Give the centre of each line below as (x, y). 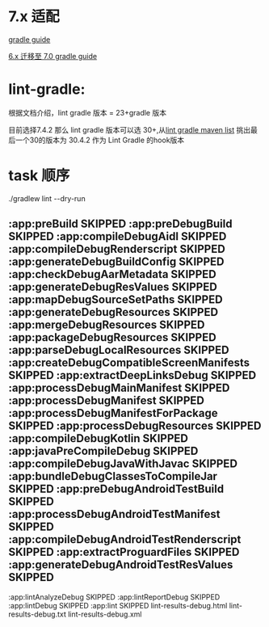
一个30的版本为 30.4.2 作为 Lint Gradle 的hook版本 (100, 140)
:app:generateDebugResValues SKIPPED (113, 287)
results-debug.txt (38, 614)
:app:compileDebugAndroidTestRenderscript (125, 539)
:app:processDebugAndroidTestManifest (114, 514)
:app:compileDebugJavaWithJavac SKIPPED (123, 464)
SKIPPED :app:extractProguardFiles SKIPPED (124, 552)
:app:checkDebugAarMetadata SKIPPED (112, 274)
